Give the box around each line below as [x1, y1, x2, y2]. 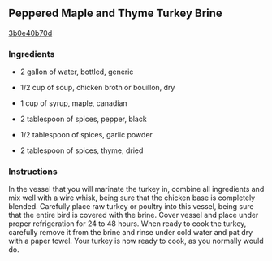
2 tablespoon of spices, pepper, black [19, 114, 148, 124]
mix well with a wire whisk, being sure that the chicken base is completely [8, 193, 256, 202]
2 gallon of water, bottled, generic [19, 67, 134, 76]
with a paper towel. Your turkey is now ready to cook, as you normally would [8, 236, 264, 246]
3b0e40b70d [8, 28, 53, 37]
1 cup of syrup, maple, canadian [19, 98, 127, 108]
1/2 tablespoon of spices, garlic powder [19, 130, 153, 140]
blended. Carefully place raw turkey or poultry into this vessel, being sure [8, 202, 254, 211]
